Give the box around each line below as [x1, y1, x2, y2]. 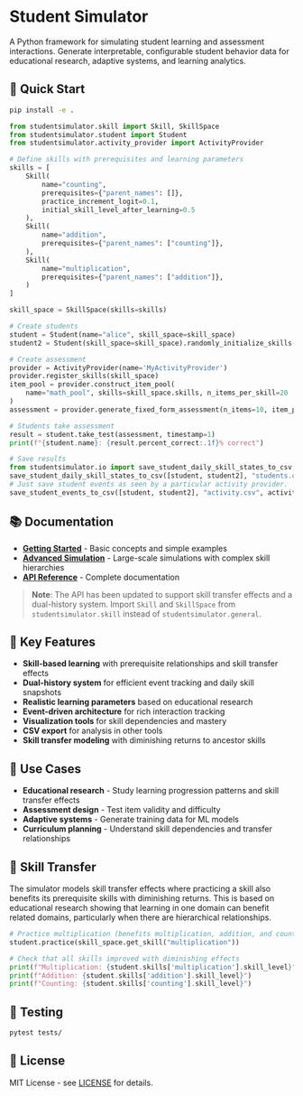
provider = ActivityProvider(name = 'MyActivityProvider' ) [9, 363, 228, 372]
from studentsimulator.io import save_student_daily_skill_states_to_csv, [9, 463, 297, 472]
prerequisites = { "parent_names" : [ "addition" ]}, [41, 273, 224, 282]
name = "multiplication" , [41, 264, 131, 273]
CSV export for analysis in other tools [22, 725, 163, 737]
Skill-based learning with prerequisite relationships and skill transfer [22, 658, 279, 669]
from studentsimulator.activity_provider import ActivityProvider [9, 138, 264, 148]
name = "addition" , [41, 230, 106, 240]
